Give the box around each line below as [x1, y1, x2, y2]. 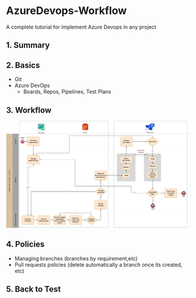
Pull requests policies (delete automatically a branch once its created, [14, 261, 183, 268]
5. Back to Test [6, 285, 61, 294]
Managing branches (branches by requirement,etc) [14, 255, 138, 262]
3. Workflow [6, 105, 51, 115]
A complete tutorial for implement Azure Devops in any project [6, 23, 157, 30]
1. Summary [6, 40, 50, 50]
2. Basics [6, 60, 40, 70]
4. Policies [6, 240, 45, 250]
